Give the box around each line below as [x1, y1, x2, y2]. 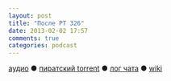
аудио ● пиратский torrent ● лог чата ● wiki [8, 63, 163, 73]
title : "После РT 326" [8, 19, 85, 27]
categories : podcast [8, 42, 78, 50]
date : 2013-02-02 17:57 [8, 26, 89, 34]
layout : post [8, 11, 52, 20]
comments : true [8, 34, 60, 43]
